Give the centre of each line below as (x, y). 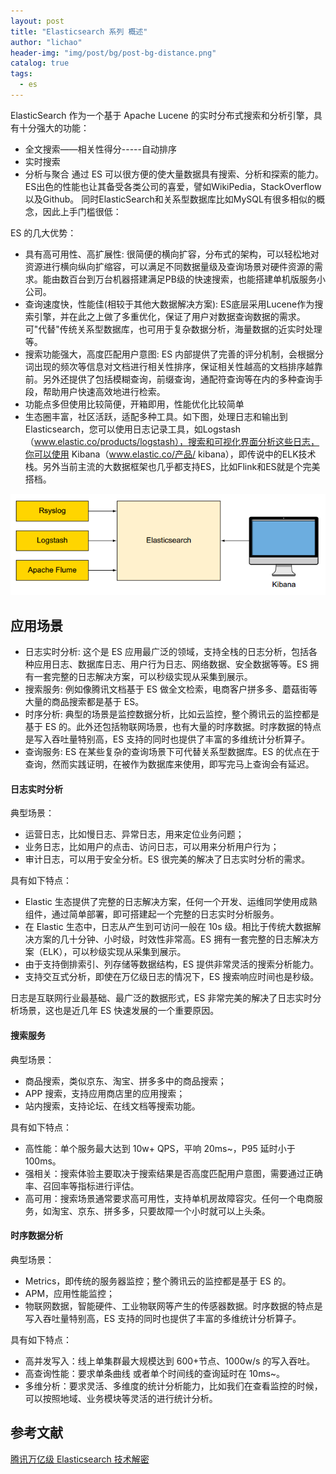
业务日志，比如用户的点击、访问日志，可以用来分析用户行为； (152, 847)
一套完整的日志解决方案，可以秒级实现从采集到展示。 (143, 677)
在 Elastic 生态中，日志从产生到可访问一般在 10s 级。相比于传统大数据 (168, 927)
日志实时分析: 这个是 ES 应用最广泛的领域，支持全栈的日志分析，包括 (167, 652)
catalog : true (40, 63)
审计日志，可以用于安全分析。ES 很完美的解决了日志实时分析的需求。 (167, 859)
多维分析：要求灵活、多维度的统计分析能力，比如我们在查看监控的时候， (173, 1386)
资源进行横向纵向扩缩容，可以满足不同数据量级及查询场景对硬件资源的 (169, 266)
